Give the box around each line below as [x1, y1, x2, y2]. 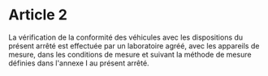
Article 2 [8, 6, 67, 24]
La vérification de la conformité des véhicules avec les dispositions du [8, 32, 244, 42]
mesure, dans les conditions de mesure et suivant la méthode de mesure [8, 49, 252, 59]
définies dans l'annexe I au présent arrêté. [8, 58, 149, 68]
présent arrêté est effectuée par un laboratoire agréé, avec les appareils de [8, 40, 260, 50]
